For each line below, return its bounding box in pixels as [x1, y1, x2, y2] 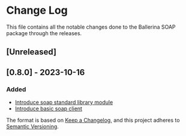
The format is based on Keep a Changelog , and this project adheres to [6, 117, 180, 124]
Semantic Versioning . [6, 123, 59, 130]
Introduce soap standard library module [14, 99, 113, 106]
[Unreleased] [6, 47, 57, 57]
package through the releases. [6, 29, 82, 36]
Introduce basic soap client [14, 105, 83, 112]
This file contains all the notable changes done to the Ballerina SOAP [6, 23, 176, 30]
